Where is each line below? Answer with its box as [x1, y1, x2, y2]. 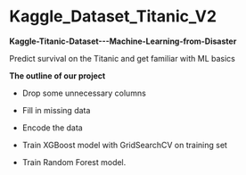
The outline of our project [9, 70, 106, 81]
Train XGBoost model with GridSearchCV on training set [21, 139, 227, 150]
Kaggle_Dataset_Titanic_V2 [9, 6, 217, 27]
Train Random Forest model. [21, 156, 127, 167]
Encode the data [21, 122, 83, 133]
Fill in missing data [21, 104, 91, 115]
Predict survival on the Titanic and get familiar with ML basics [9, 53, 236, 63]
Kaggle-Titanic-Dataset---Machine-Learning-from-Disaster [9, 36, 237, 46]
